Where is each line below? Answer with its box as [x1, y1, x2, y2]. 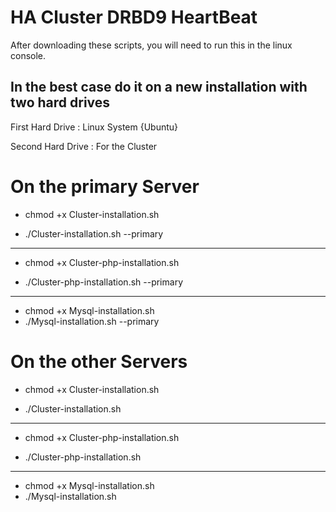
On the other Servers [10, 350, 188, 373]
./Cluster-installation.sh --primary [24, 227, 164, 240]
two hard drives [10, 94, 111, 111]
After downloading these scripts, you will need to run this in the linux [10, 39, 293, 51]
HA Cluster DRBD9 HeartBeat [10, 6, 258, 29]
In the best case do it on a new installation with [10, 79, 308, 96]
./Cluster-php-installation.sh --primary [24, 276, 183, 288]
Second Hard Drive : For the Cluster [10, 140, 158, 152]
